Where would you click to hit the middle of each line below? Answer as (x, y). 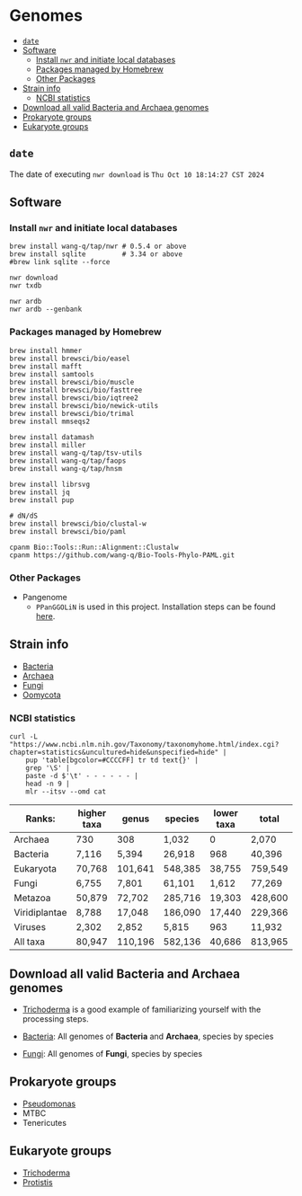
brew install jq (40, 492)
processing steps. (55, 1019)
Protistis (37, 1182)
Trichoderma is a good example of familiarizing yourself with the (142, 1009)
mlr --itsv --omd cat (66, 792)
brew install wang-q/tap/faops (68, 461)
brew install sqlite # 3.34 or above (96, 254)
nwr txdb (26, 286)
